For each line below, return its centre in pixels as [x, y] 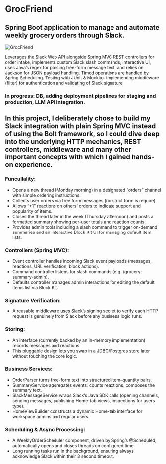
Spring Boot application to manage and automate [82, 28]
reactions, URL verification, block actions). [56, 266]
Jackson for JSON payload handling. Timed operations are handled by [77, 73]
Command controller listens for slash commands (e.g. [67, 271]
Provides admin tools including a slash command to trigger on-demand [85, 227]
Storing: [15, 329]
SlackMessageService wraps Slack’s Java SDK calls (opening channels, [86, 395]
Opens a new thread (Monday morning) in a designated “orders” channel [86, 190]
